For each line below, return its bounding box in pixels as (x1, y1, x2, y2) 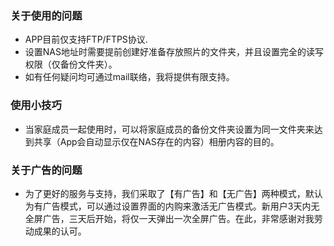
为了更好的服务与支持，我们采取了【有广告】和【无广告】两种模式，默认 (24, 187, 323, 199)
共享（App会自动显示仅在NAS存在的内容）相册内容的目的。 (33, 135, 280, 147)
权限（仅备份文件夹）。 (24, 58, 118, 71)
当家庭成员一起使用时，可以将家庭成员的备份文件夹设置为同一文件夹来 (24, 123, 315, 135)
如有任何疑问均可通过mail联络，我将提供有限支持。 (24, 71, 235, 83)
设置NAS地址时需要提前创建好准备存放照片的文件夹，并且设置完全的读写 (24, 46, 324, 58)
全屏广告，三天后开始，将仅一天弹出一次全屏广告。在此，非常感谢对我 (24, 212, 315, 224)
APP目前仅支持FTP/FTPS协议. (24, 33, 148, 46)
